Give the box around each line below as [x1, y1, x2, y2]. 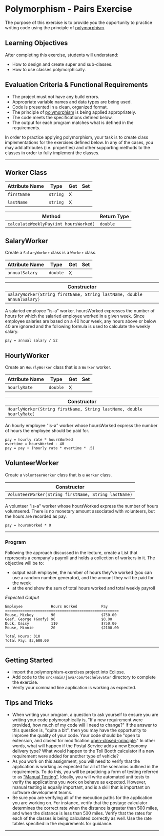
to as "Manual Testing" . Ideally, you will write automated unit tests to [12, 774, 150, 779]
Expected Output [5, 594, 39, 601]
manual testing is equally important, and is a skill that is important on [12, 784, 150, 790]
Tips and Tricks [5, 699, 53, 707]
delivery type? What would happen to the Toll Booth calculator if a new [12, 748, 155, 754]
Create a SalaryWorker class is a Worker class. [5, 250, 97, 256]
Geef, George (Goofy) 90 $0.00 [5, 617, 112, 622]
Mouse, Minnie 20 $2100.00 [5, 626, 119, 631]
